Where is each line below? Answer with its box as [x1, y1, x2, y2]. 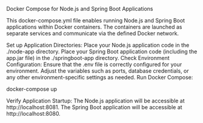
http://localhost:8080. [6, 110, 61, 117]
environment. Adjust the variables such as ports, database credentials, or [6, 67, 189, 75]
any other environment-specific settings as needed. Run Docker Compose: [6, 74, 193, 81]
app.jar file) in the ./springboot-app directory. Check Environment [6, 55, 170, 61]
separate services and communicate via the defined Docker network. [6, 30, 179, 37]
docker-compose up [6, 85, 58, 93]
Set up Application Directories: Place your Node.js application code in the [6, 42, 190, 48]
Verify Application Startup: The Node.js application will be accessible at [6, 97, 185, 104]
